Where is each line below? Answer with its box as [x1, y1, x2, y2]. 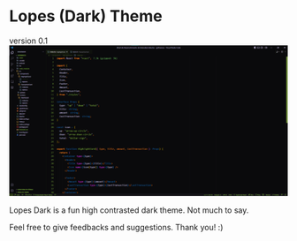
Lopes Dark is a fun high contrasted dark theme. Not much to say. [9, 205, 249, 215]
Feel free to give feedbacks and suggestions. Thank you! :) [9, 222, 224, 232]
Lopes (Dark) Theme [9, 6, 163, 26]
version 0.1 [9, 35, 49, 46]
